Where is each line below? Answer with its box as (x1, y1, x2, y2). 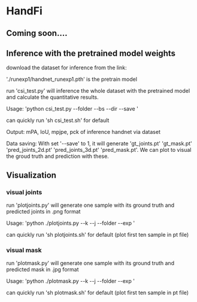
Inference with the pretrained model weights (6, 48, 175, 58)
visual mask (6, 246, 42, 254)
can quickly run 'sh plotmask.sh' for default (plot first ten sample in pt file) (6, 289, 189, 297)
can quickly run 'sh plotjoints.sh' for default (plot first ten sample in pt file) (6, 231, 189, 239)
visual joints (6, 188, 43, 196)
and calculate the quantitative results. (6, 94, 99, 101)
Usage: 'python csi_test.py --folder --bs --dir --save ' (6, 105, 139, 112)
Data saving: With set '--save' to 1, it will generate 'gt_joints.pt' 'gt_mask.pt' (6, 140, 193, 147)
